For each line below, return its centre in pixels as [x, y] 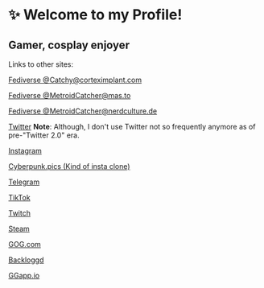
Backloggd [26, 260]
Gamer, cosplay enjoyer [69, 45]
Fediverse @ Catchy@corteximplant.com [75, 80]
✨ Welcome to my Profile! [95, 15]
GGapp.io [24, 276]
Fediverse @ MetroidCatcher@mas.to [70, 95]
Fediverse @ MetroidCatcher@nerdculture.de [83, 111]
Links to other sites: [41, 64]
